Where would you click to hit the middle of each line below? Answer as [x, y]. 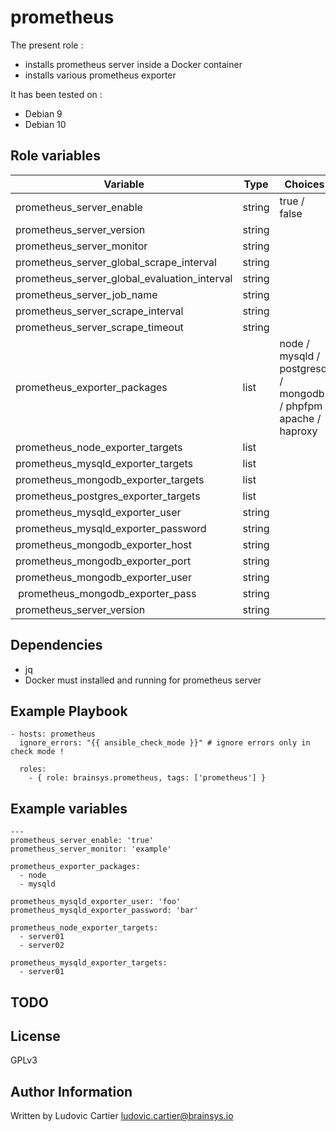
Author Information [71, 1091]
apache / [300, 418]
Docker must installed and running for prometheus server [143, 680]
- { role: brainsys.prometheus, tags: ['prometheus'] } [147, 778]
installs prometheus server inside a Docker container [133, 64]
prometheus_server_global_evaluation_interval [124, 278]
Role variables [55, 156]
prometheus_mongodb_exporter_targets [110, 479]
